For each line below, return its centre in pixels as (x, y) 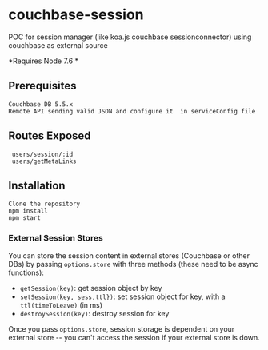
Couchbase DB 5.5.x (41, 104)
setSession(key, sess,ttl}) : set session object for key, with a (122, 296)
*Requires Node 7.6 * (43, 61)
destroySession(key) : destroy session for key (94, 313)
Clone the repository (44, 204)
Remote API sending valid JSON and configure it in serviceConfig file (132, 111)
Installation (37, 185)
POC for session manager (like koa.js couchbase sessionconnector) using (130, 37)
